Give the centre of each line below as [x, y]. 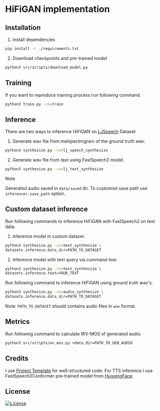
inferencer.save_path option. [35, 194]
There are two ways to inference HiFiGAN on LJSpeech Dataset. [71, 132]
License [18, 391]
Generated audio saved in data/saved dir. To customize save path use [77, 188]
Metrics [17, 322]
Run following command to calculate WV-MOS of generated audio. [74, 334]
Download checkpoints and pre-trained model [60, 58]
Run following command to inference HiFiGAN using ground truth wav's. [79, 283]
